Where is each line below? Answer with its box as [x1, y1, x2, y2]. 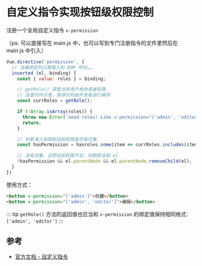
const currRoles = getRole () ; [17, 97, 93, 104]
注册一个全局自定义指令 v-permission [6, 26, 98, 34]
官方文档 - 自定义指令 [14, 253, 69, 261]
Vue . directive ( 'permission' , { [6, 58, 85, 65]
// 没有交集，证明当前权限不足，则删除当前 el [17, 153, 118, 159]
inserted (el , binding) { [11, 70, 77, 76]
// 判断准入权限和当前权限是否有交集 [17, 136, 97, 142]
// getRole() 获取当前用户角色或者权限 [17, 87, 106, 93]
